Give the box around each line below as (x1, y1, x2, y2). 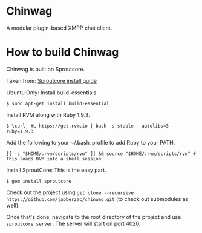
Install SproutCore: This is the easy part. (6, 166, 107, 174)
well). (6, 202, 20, 209)
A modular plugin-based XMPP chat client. (6, 24, 112, 31)
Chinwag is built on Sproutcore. (6, 65, 85, 73)
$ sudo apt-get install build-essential (6, 100, 110, 107)
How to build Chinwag (6, 45, 119, 59)
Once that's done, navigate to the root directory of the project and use (6, 213, 181, 220)
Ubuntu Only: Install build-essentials (6, 89, 97, 96)
